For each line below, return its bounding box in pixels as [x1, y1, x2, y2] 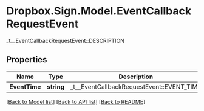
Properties [6, 54, 47, 65]
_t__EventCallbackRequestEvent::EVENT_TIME [70, 83, 202, 91]
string [46, 83, 65, 91]
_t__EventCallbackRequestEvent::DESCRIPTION [6, 37, 124, 44]
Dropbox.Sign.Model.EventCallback [6, 4, 192, 18]
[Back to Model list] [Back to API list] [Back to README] [6, 98, 146, 105]
